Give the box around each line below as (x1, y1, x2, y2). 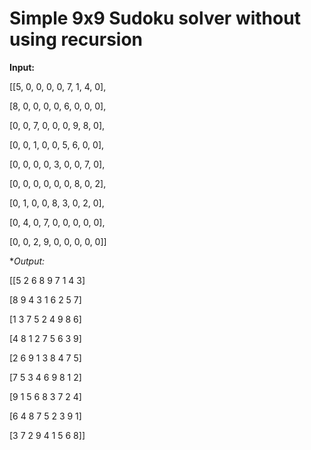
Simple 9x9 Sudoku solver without (9, 7, 301, 30)
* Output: (9, 255, 46, 267)
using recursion (9, 28, 144, 51)
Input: (9, 61, 35, 73)
